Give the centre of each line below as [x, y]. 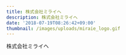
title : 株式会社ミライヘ [34, 12]
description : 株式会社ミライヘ [42, 17]
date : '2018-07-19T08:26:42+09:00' [51, 23]
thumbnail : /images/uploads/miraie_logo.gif [63, 28]
